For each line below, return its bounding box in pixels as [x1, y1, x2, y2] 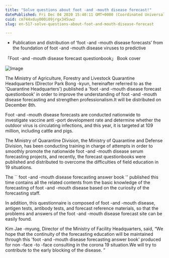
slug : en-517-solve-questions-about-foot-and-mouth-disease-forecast [5, 21, 154, 27]
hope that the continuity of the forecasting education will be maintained [5, 231, 153, 237]
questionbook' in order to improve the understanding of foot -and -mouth [5, 91, 157, 97]
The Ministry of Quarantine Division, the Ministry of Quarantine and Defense [5, 138, 163, 144]
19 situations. [5, 164, 33, 170]
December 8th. [5, 102, 37, 108]
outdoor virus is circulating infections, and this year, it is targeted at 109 [5, 122, 153, 128]
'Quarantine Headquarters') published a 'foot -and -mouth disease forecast [5, 86, 161, 92]
